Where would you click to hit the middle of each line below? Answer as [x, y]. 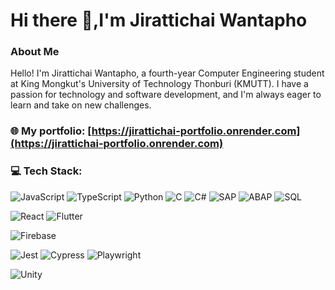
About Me [35, 52]
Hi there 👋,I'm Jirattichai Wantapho [159, 20]
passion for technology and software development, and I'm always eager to [166, 95]
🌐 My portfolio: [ [51, 131]
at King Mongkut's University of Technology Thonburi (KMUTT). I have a [159, 84]
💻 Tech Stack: [46, 171]
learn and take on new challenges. [81, 105]
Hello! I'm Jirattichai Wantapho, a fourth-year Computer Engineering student [167, 73]
